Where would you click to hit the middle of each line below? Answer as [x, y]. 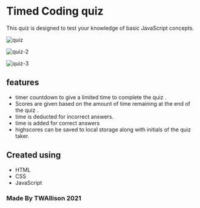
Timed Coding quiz [55, 11]
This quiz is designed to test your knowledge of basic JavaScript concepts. [100, 28]
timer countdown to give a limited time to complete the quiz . [91, 97]
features [23, 82]
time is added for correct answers [57, 123]
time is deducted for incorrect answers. [64, 116]
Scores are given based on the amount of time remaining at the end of [103, 103]
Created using [34, 155]
